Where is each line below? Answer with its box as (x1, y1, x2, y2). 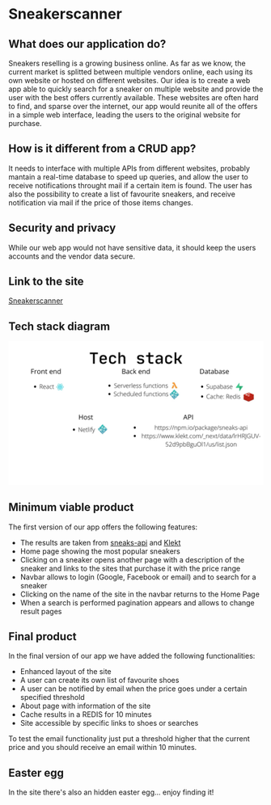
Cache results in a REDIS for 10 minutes (19, 710, 152, 719)
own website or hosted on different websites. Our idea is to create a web (8, 76, 251, 85)
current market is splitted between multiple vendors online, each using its (8, 67, 253, 77)
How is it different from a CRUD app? (8, 142, 197, 156)
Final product (8, 630, 77, 643)
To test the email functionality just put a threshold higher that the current (8, 734, 251, 744)
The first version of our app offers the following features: (8, 522, 198, 532)
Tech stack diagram (8, 319, 111, 333)
